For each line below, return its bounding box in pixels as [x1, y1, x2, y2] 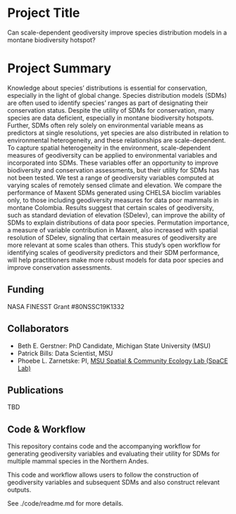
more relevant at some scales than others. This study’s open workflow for [7, 241, 221, 249]
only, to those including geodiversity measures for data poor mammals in [7, 196, 219, 204]
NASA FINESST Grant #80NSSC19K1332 [7, 302, 125, 311]
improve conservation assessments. [7, 263, 113, 272]
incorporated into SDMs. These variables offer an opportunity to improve [7, 158, 218, 167]
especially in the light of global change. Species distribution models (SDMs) [7, 91, 228, 99]
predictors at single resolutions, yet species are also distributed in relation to [7, 128, 229, 137]
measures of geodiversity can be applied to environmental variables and [7, 151, 218, 159]
